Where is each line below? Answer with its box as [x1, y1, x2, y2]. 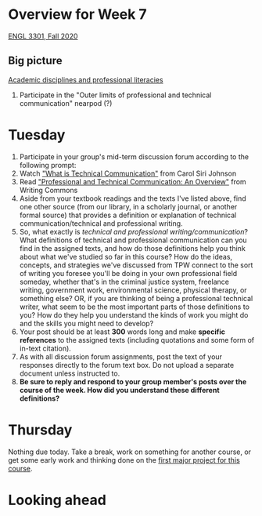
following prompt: [19, 160, 77, 169]
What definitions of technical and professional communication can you [19, 235, 248, 245]
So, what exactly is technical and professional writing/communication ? [19, 227, 249, 236]
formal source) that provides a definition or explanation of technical [19, 210, 237, 220]
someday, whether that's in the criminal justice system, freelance [19, 277, 229, 286]
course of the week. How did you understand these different [19, 385, 221, 394]
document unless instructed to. [19, 369, 120, 378]
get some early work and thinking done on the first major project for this [8, 455, 240, 464]
